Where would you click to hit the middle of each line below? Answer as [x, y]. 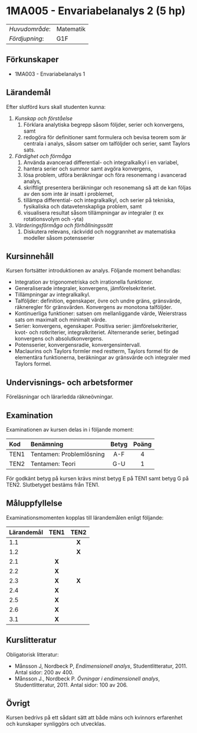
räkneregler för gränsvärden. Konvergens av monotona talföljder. [93, 307]
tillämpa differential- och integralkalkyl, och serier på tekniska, [99, 200]
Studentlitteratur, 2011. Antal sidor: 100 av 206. [71, 684]
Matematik [71, 29]
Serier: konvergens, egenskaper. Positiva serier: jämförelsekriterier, [96, 326]
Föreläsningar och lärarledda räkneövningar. [60, 397]
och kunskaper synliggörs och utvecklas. [56, 724]
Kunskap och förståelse [43, 118]
